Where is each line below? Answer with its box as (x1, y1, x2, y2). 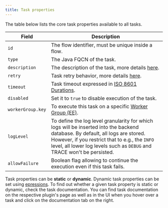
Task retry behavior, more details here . (50, 72, 141, 79)
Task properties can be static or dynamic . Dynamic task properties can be (5, 176, 159, 182)
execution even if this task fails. (50, 163, 125, 170)
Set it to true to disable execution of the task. (50, 95, 157, 102)
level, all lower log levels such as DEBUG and (50, 142, 151, 149)
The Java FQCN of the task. (50, 56, 116, 63)
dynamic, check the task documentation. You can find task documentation (5, 186, 158, 192)
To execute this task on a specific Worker (50, 103, 148, 110)
